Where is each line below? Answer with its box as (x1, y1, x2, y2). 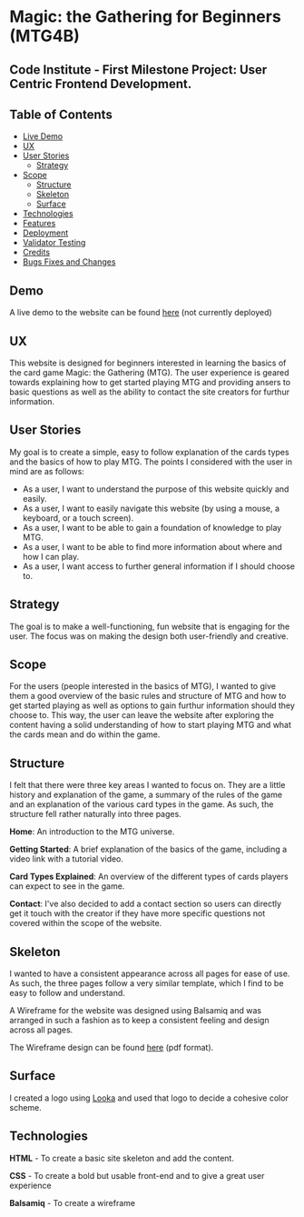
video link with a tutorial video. (9, 853, 124, 864)
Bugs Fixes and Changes (22, 256, 116, 267)
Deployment (22, 227, 69, 238)
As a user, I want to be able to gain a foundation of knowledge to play (22, 522, 282, 533)
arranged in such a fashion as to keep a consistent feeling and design (9, 1015, 270, 1026)
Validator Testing (22, 237, 86, 248)
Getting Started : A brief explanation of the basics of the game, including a (9, 843, 288, 855)
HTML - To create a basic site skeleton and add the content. (9, 1152, 234, 1163)
